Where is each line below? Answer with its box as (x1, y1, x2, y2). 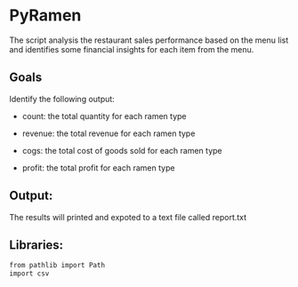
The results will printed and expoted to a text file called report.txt (9, 211, 247, 222)
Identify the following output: (9, 93, 116, 104)
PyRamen (9, 5, 82, 26)
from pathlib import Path (9, 261, 105, 270)
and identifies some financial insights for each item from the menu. (9, 44, 254, 54)
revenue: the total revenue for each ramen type (21, 128, 196, 139)
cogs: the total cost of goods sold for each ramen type (21, 145, 222, 155)
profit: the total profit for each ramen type (21, 162, 175, 173)
